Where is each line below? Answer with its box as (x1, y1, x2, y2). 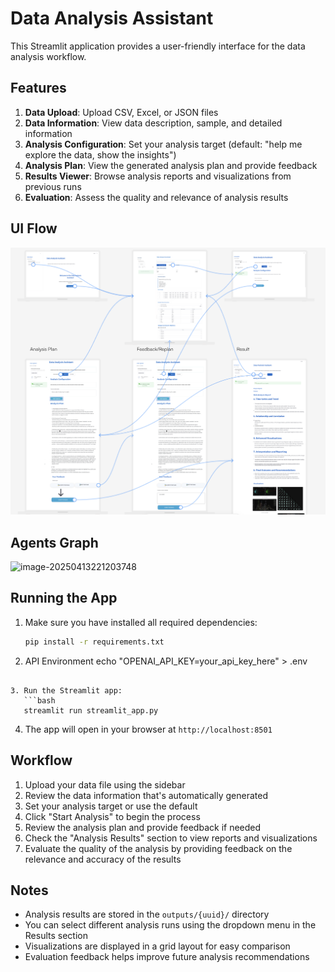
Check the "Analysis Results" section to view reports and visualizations (24, 832, 318, 844)
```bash (23, 695, 56, 706)
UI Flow (10, 220, 58, 237)
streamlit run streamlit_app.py (23, 705, 159, 716)
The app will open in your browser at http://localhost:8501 (24, 723, 273, 735)
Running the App (10, 590, 118, 607)
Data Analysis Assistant (10, 7, 214, 30)
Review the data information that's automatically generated (24, 789, 268, 801)
